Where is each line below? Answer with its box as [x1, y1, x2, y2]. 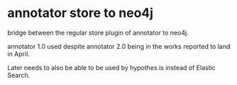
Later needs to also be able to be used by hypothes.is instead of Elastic [7, 63, 216, 72]
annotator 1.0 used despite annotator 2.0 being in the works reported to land [7, 42, 231, 50]
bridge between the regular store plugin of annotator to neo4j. [7, 28, 189, 37]
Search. [7, 71, 31, 79]
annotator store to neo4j [7, 5, 154, 21]
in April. [7, 50, 31, 58]
